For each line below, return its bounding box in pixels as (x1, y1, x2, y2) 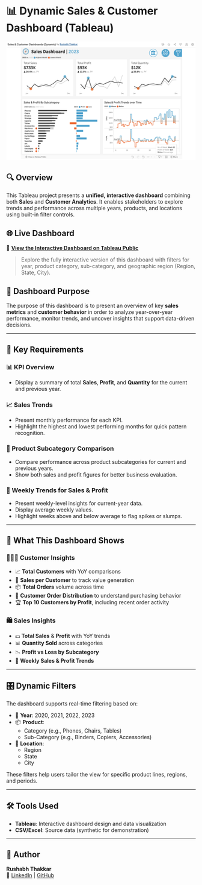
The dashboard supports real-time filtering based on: (6, 699, 138, 707)
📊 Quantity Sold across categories (14, 639, 103, 646)
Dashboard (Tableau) (6, 21, 114, 35)
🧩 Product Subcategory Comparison (6, 445, 114, 453)
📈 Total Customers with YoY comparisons (14, 568, 121, 575)
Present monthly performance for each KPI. (14, 416, 123, 424)
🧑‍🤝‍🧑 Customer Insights (6, 554, 75, 562)
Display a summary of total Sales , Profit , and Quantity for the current (14, 379, 188, 386)
